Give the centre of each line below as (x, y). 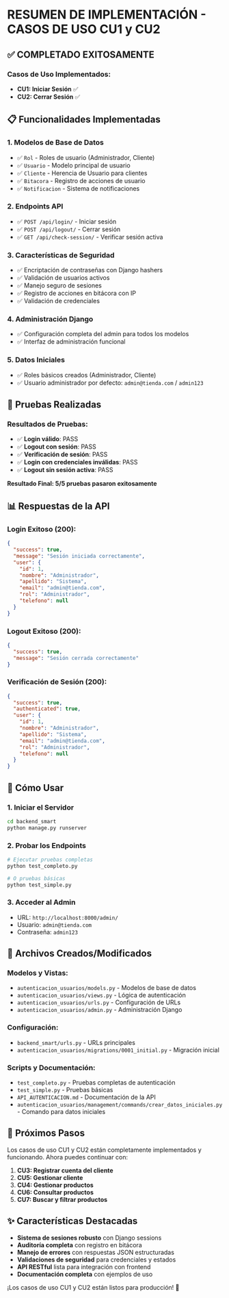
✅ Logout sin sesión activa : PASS (65, 470)
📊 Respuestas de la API (58, 506)
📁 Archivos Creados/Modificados (80, 954)
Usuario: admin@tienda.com (54, 924)
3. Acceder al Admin (41, 902)
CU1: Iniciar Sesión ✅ (48, 88)
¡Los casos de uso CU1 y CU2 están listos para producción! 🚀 (93, 1287)
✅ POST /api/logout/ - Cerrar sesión (69, 229)
